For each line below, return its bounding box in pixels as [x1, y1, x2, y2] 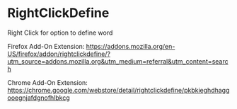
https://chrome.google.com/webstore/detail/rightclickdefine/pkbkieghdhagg [7, 86, 230, 94]
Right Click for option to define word [7, 28, 113, 37]
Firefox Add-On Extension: [7, 42, 85, 50]
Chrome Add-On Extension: [7, 78, 88, 86]
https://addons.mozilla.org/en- [86, 42, 175, 50]
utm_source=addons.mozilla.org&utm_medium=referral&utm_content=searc [7, 57, 229, 65]
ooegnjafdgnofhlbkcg [7, 93, 71, 102]
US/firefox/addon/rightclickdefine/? [7, 50, 111, 58]
